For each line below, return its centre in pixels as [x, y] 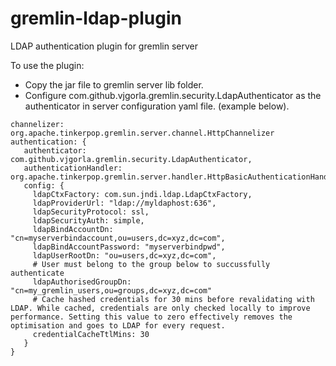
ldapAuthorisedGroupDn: [82, 282]
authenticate [37, 273]
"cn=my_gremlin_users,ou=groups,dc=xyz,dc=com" [111, 290]
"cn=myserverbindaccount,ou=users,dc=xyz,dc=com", [118, 238]
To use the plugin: [47, 65]
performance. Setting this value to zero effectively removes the [151, 317]
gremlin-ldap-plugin [96, 18]
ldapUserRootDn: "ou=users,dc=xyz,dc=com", [124, 255]
